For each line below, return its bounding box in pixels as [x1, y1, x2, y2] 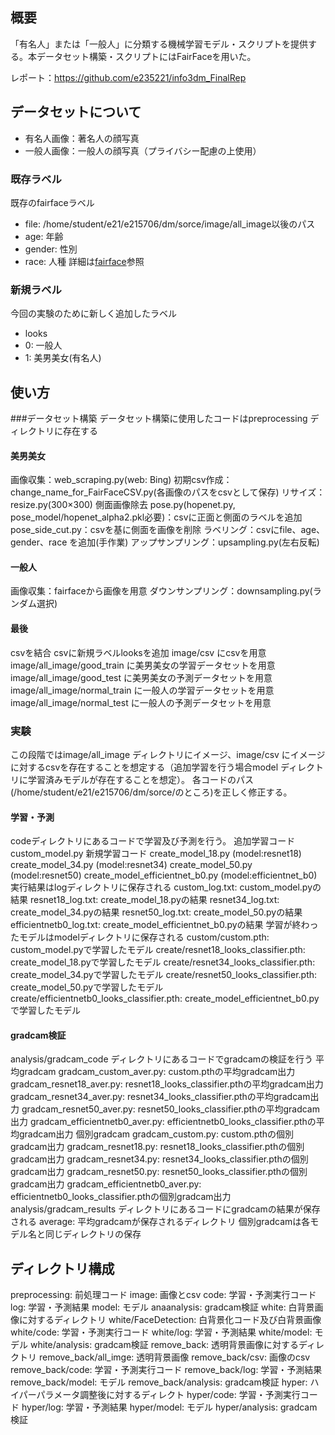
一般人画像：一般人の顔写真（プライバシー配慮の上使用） [24, 144, 262, 157]
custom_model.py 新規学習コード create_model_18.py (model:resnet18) [10, 848, 302, 860]
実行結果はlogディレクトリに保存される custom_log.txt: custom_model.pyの [10, 881, 322, 893]
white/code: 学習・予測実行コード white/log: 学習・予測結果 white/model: [10, 1326, 313, 1338]
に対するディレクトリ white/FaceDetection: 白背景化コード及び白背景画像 [18, 1314, 322, 1326]
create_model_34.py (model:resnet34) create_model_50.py [10, 859, 253, 871]
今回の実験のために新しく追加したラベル [10, 308, 177, 320]
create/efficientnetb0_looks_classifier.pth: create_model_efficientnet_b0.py [10, 993, 320, 1005]
